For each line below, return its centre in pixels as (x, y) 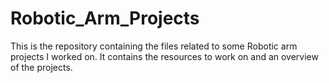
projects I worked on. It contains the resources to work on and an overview (164, 56)
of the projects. (41, 67)
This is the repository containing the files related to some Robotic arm (154, 46)
